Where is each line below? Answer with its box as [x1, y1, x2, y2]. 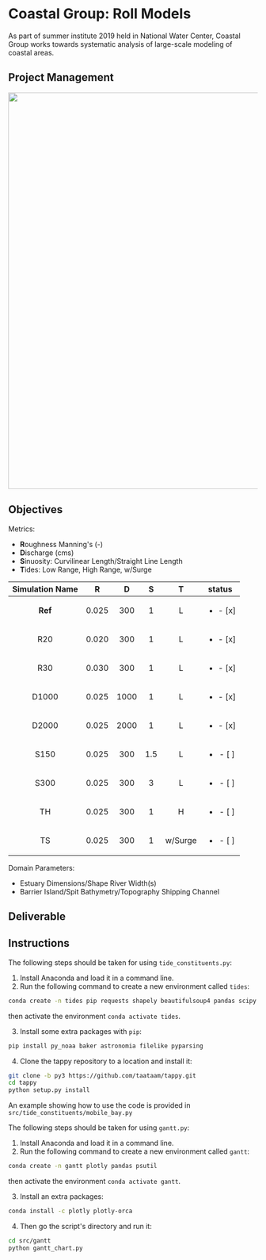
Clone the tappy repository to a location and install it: [19, 1056, 192, 1066]
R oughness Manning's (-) [19, 539, 104, 549]
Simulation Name [12, 584, 78, 595]
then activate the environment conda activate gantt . [8, 1177, 180, 1186]
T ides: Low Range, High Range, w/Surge [19, 565, 152, 574]
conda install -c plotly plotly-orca [8, 1207, 133, 1216]
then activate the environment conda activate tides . [8, 1011, 180, 1021]
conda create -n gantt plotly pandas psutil [8, 1162, 158, 1170]
